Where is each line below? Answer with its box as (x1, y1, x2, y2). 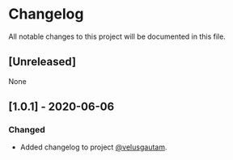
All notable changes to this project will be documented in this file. (8, 32, 227, 41)
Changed (8, 124, 46, 136)
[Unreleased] (8, 55, 77, 69)
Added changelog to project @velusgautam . (19, 142, 167, 152)
